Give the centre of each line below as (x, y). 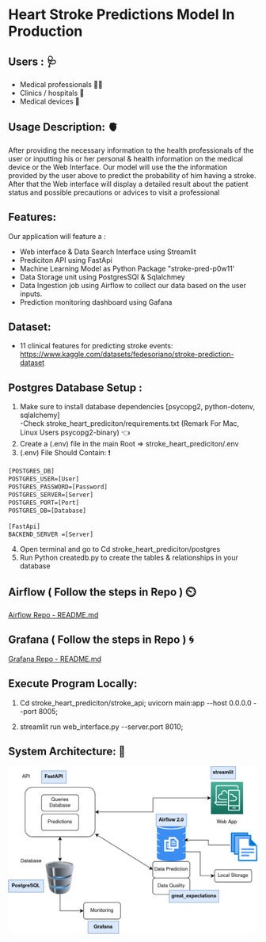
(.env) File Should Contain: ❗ (65, 453)
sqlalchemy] (40, 415)
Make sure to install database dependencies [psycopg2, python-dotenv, (137, 407)
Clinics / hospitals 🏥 (52, 93)
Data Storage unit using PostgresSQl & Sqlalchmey (102, 277)
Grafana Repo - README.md (55, 659)
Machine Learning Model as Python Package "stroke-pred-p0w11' (127, 268)
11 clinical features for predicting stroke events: (96, 346)
